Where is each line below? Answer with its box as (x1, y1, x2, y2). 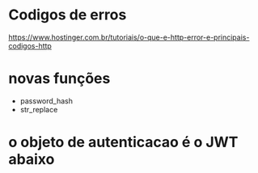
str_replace (19, 104, 58, 114)
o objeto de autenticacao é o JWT (8, 133, 239, 151)
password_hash (19, 95, 74, 106)
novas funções (8, 70, 111, 88)
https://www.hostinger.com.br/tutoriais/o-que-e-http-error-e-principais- (8, 32, 250, 42)
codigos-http (8, 40, 53, 50)
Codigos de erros (8, 6, 127, 24)
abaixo (8, 150, 55, 169)
